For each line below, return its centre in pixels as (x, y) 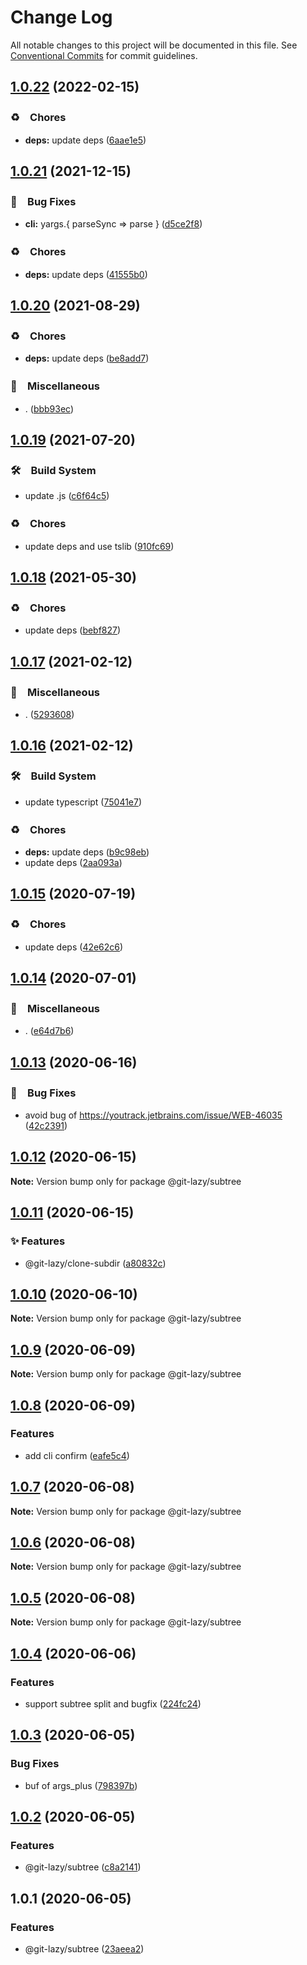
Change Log (61, 17)
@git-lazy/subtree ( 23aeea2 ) (84, 1949)
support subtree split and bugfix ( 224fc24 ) (113, 1703)
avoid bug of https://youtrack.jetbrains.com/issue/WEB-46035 (153, 1115)
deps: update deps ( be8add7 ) (87, 358)
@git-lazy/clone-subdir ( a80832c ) (95, 1263)
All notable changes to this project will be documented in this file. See (154, 45)
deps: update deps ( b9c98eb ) (87, 852)
